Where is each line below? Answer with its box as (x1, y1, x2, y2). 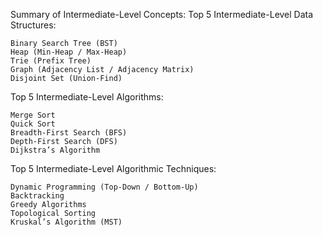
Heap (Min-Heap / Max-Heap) (10, 47, 128, 57)
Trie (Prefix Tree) (10, 56, 92, 66)
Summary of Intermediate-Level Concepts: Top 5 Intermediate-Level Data (10, 9, 314, 20)
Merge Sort (10, 110, 56, 120)
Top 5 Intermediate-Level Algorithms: (10, 91, 164, 103)
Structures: (10, 19, 57, 31)
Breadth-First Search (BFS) (10, 128, 128, 138)
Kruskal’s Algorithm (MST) (10, 217, 123, 227)
